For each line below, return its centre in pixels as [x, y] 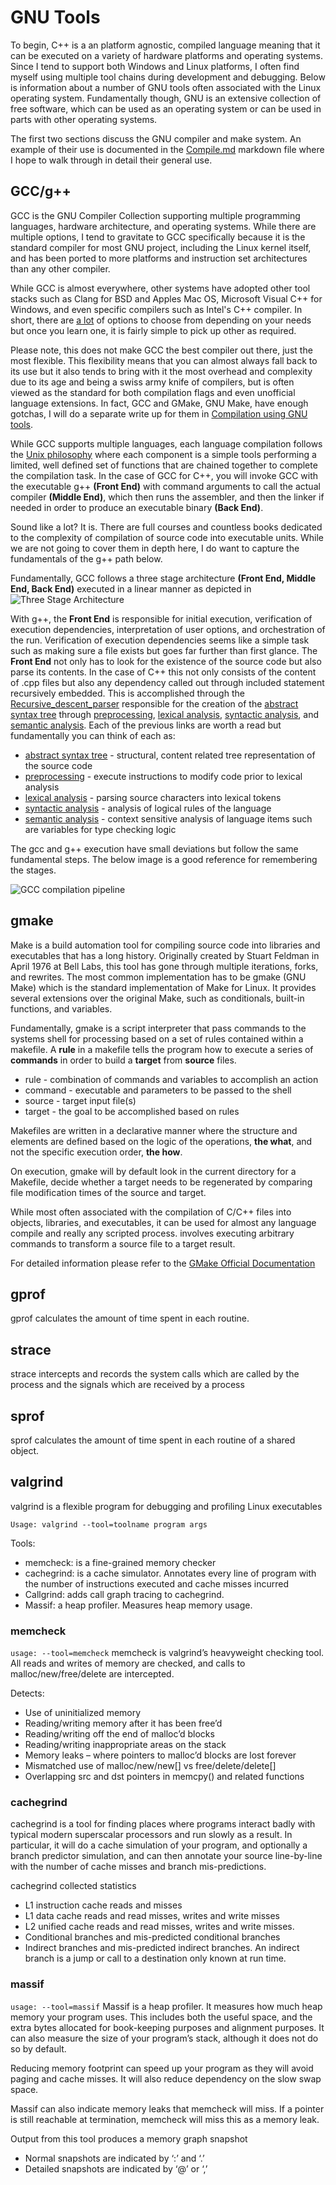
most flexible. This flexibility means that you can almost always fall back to [164, 360]
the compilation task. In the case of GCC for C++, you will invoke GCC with [164, 475]
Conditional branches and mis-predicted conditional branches [152, 1937]
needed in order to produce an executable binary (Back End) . [137, 507]
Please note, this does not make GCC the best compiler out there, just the [161, 350]
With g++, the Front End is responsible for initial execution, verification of [161, 618]
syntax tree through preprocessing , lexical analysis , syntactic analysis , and [165, 714]
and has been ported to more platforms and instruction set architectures [159, 258]
